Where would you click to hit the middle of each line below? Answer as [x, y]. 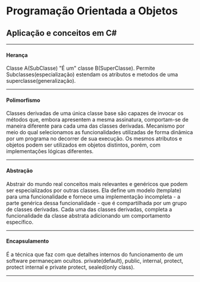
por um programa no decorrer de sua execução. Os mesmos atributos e [94, 139]
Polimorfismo [23, 100]
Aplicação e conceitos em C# [62, 33]
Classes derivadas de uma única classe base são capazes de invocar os [95, 113]
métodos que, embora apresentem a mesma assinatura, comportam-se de [97, 120]
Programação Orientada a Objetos [92, 11]
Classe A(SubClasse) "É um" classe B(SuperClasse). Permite [81, 68]
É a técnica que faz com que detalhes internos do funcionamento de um [95, 254]
